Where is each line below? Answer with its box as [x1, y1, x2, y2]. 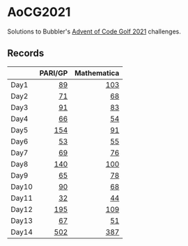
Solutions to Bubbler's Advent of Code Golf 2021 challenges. [7, 27, 181, 36]
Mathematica [74, 68, 120, 77]
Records [7, 47, 45, 59]
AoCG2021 [7, 4, 71, 20]
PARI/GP [39, 68, 68, 77]
